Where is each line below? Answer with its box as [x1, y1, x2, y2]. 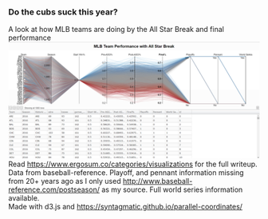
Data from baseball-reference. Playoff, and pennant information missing [8, 167, 245, 177]
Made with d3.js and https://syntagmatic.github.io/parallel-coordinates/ [8, 201, 243, 211]
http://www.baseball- [122, 176, 193, 185]
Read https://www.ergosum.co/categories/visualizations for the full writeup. [8, 159, 258, 169]
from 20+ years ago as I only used [8, 176, 121, 185]
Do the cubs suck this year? [8, 6, 118, 18]
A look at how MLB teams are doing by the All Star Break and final [8, 25, 225, 34]
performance [8, 33, 52, 42]
